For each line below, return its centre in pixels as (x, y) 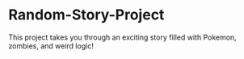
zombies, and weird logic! (51, 45)
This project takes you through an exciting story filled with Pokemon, (122, 37)
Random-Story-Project (86, 15)
